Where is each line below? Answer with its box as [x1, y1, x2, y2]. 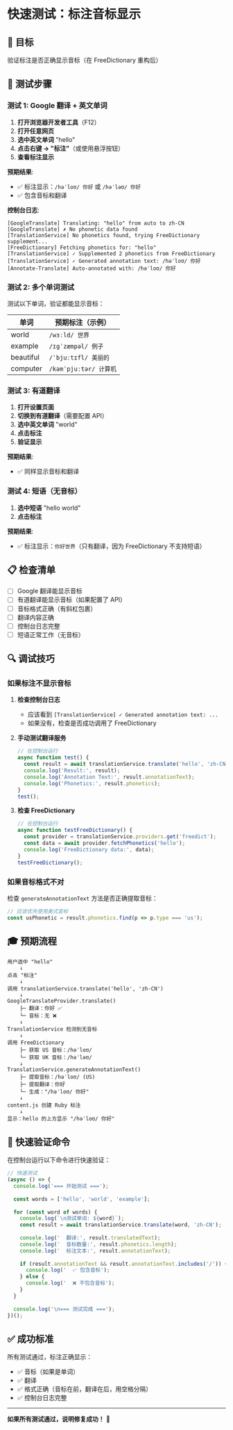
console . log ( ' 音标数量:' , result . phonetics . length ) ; [19, 1241, 178, 1248]
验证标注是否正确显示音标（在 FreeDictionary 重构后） [7, 56, 162, 64]
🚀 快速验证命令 [7, 1136, 71, 1148]
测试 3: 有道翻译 [7, 385, 60, 395]
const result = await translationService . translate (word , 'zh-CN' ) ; [19, 1221, 222, 1228]
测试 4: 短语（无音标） [7, 486, 82, 496]
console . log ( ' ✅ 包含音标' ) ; [25, 1267, 110, 1274]
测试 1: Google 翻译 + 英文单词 [7, 101, 107, 111]
